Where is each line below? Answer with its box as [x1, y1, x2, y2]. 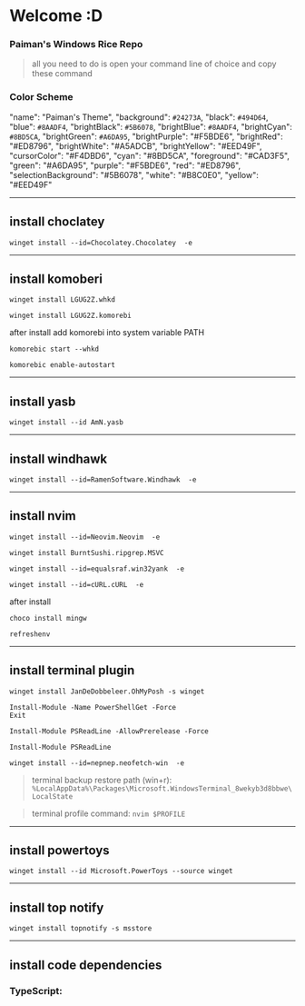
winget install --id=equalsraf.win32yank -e [9, 564, 184, 573]
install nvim [9, 508, 77, 523]
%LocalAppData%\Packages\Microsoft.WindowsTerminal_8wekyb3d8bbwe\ [31, 783, 292, 793]
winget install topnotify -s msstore [9, 924, 152, 933]
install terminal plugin [9, 662, 135, 678]
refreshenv [9, 629, 51, 639]
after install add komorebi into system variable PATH [9, 327, 205, 338]
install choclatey [9, 214, 105, 230]
